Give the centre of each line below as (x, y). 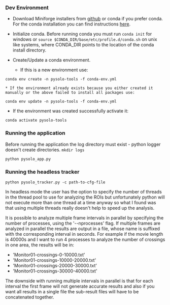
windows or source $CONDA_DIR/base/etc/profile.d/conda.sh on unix (85, 39)
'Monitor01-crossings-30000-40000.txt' (55, 271)
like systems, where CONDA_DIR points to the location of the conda (83, 45)
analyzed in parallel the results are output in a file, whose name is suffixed (83, 229)
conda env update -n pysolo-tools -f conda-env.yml (61, 102)
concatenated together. (30, 297)
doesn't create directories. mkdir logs (45, 150)
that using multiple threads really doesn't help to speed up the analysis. (80, 208)
